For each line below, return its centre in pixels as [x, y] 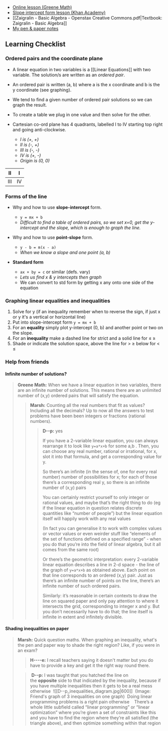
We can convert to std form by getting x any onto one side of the [87, 282]
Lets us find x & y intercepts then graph [61, 277]
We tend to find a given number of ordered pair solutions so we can [82, 99]
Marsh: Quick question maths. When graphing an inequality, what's [87, 640]
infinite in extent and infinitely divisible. [83, 617]
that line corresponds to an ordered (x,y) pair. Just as [98, 575]
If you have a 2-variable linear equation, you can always [100, 441]
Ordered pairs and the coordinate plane [54, 59]
